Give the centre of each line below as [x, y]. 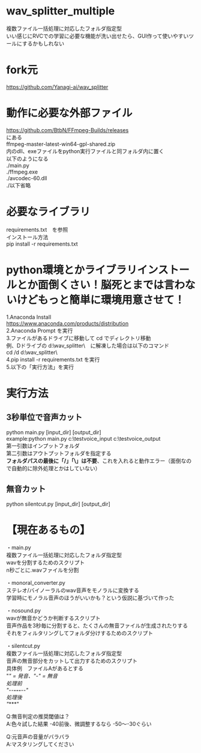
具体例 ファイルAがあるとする [45, 668]
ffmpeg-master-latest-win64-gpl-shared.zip [61, 144]
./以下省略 [19, 185]
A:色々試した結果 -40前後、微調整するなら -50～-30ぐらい [79, 724]
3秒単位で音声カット [44, 418]
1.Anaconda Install [29, 317]
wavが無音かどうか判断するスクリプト [53, 618]
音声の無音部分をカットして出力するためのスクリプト [72, 661]
